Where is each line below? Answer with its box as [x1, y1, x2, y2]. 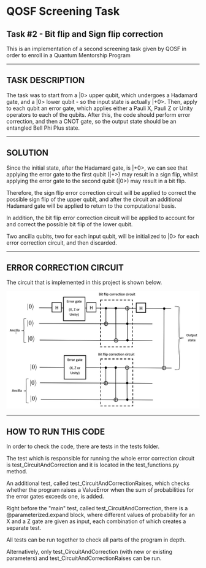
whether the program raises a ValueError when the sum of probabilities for [6, 486, 194, 494]
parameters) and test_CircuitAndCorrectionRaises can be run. [6, 554, 162, 562]
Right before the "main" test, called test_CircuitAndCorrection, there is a [6, 505, 188, 512]
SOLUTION [6, 148, 49, 158]
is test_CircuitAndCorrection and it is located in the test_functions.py [6, 461, 180, 468]
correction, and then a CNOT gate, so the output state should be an [6, 117, 177, 125]
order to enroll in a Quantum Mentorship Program [6, 52, 131, 59]
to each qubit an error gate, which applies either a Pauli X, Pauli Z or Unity [6, 105, 193, 112]
